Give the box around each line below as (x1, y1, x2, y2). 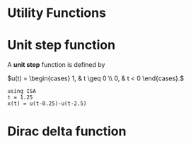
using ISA (7, 88, 37, 95)
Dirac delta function (7, 123, 127, 139)
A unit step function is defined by (7, 61, 105, 69)
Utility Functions (7, 5, 106, 21)
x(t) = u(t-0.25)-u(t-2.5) (7, 100, 87, 107)
